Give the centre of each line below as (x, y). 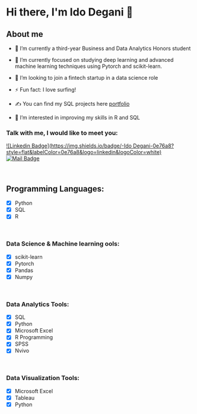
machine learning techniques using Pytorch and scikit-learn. (88, 66)
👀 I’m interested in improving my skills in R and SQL (77, 117)
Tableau (25, 397)
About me (25, 34)
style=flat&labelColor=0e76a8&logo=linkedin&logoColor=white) (84, 152)
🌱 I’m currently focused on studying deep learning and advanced (94, 60)
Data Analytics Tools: (38, 304)
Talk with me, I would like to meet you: (62, 133)
